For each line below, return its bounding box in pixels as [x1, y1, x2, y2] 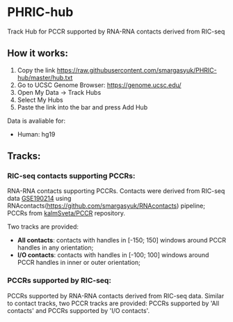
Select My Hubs [17, 95, 64, 104]
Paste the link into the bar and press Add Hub [17, 102, 148, 112]
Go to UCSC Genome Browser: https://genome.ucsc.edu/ [17, 81, 182, 89]
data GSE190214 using [7, 194, 72, 203]
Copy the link [17, 66, 56, 74]
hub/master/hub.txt [17, 73, 73, 82]
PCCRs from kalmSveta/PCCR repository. [7, 209, 125, 217]
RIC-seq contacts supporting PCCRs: [7, 171, 136, 181]
